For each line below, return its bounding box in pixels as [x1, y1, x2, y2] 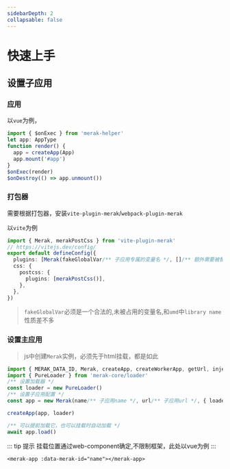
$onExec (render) [7, 168, 53, 175]
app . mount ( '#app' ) [13, 155, 66, 162]
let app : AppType [7, 136, 57, 144]
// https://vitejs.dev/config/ [7, 244, 97, 251]
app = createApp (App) [13, 149, 75, 156]
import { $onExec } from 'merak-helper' [7, 130, 125, 137]
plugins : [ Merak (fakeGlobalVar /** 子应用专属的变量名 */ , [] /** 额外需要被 [13, 256, 220, 264]
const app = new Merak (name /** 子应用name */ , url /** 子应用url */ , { [7, 398, 207, 405]
